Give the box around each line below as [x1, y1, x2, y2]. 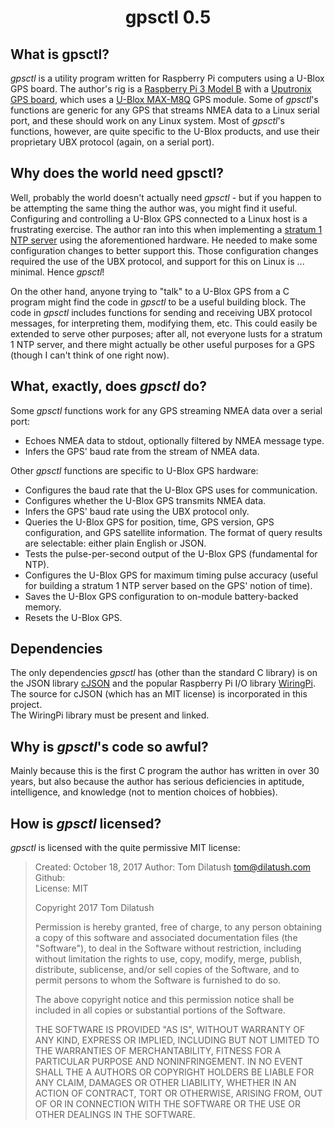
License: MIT [34, 882, 89, 895]
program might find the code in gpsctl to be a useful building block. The [10, 296, 307, 308]
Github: [34, 872, 66, 884]
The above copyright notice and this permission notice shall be [34, 994, 295, 1006]
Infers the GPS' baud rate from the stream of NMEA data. [24, 445, 260, 457]
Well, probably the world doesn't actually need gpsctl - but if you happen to [10, 191, 322, 203]
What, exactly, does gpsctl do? [10, 378, 207, 395]
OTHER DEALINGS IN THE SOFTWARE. [34, 1109, 196, 1121]
